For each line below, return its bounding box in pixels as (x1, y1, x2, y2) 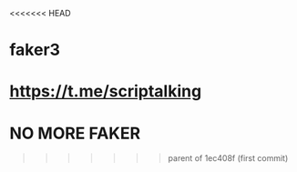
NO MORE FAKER (9, 123, 141, 144)
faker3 (9, 40, 61, 60)
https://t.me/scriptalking (9, 81, 202, 102)
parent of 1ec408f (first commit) (168, 153, 289, 164)
